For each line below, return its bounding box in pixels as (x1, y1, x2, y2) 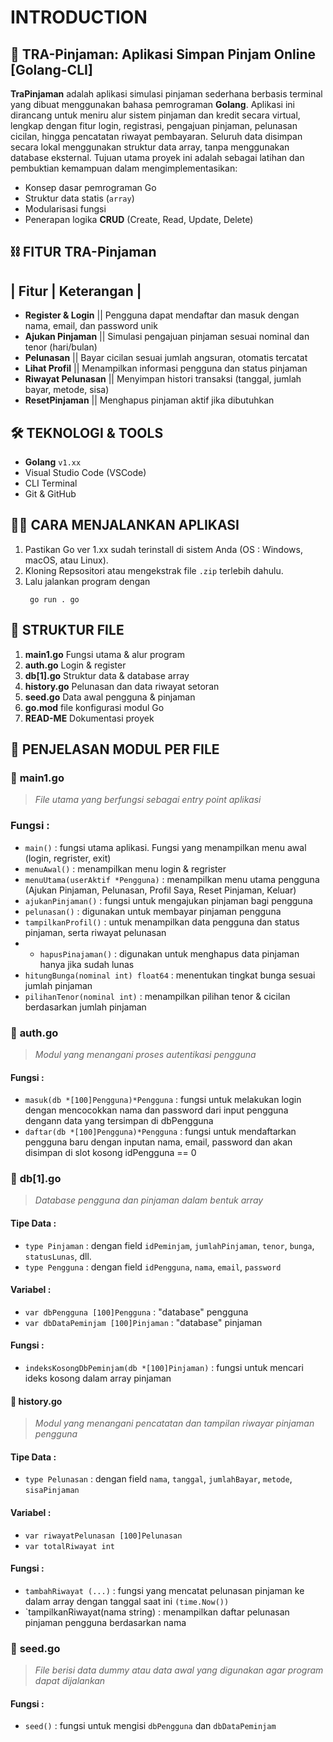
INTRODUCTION (10, 6, 148, 29)
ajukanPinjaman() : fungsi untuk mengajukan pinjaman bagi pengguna (24, 894, 313, 906)
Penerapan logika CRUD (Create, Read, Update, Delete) (24, 214, 254, 225)
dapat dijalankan (34, 1675, 106, 1687)
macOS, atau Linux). (24, 554, 109, 566)
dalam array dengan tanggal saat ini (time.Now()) (24, 1595, 230, 1607)
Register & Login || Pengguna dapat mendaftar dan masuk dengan (24, 309, 300, 321)
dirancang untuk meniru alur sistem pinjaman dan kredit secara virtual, (10, 109, 301, 121)
